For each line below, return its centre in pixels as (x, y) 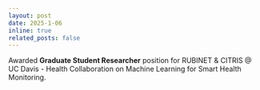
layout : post (30, 16)
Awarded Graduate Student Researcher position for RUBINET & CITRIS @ (130, 61)
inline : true (30, 30)
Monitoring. (27, 77)
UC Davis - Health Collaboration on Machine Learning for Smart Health (125, 69)
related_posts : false (44, 38)
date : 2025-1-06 (35, 23)
